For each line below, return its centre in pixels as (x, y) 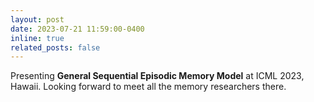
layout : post (37, 19)
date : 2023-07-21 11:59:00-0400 (77, 29)
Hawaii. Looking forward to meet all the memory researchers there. (148, 87)
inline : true (37, 38)
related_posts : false (55, 47)
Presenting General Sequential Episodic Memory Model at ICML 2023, (157, 76)
